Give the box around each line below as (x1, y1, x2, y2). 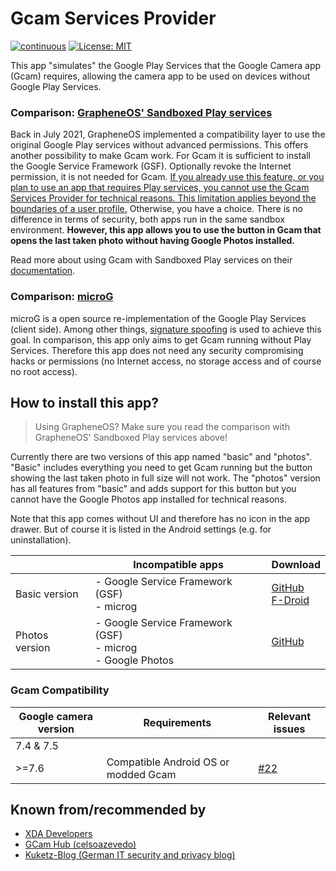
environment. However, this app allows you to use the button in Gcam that (10, 224, 322, 236)
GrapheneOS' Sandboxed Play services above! (34, 432, 228, 444)
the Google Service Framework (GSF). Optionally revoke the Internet (10, 160, 292, 172)
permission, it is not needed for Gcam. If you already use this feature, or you (10, 171, 325, 183)
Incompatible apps (133, 558, 224, 572)
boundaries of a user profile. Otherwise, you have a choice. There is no (10, 203, 304, 215)
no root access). (10, 365, 78, 377)
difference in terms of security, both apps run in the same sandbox (10, 213, 286, 226)
